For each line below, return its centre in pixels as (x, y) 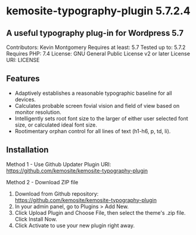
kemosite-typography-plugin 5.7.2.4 (98, 11)
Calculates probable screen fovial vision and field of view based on (97, 106)
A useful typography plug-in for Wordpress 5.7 (95, 33)
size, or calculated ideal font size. (56, 125)
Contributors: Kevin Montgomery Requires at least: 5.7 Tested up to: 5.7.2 (96, 47)
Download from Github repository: (57, 194)
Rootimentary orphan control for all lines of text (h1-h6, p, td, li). (93, 131)
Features (23, 79)
